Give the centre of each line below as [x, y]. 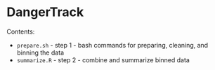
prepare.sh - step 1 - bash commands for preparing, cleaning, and [112, 45]
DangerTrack [45, 12]
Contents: [21, 31]
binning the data [40, 52]
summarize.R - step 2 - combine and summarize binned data [103, 59]
